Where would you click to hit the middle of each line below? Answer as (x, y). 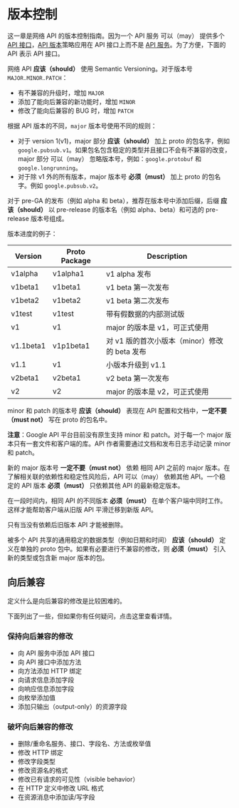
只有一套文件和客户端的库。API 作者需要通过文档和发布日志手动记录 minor (122, 444)
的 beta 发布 (127, 352)
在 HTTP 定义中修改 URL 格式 (61, 788)
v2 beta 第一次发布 (138, 378)
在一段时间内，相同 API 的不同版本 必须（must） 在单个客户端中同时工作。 (117, 501)
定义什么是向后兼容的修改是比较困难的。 (67, 600)
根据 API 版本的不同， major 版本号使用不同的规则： (82, 126)
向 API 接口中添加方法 (49, 662)
